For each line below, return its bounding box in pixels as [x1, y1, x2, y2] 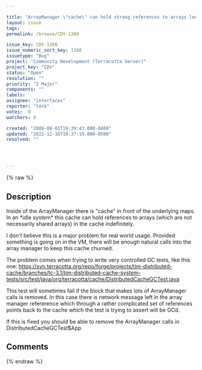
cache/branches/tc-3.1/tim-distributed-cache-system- [6, 269, 141, 276]
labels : [6, 92, 26, 98]
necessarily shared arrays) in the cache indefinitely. [6, 220, 135, 227]
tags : [6, 25, 20, 31]
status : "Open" [6, 70, 44, 76]
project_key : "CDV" [6, 64, 55, 70]
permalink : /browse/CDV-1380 [6, 31, 79, 37]
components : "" [6, 87, 44, 93]
